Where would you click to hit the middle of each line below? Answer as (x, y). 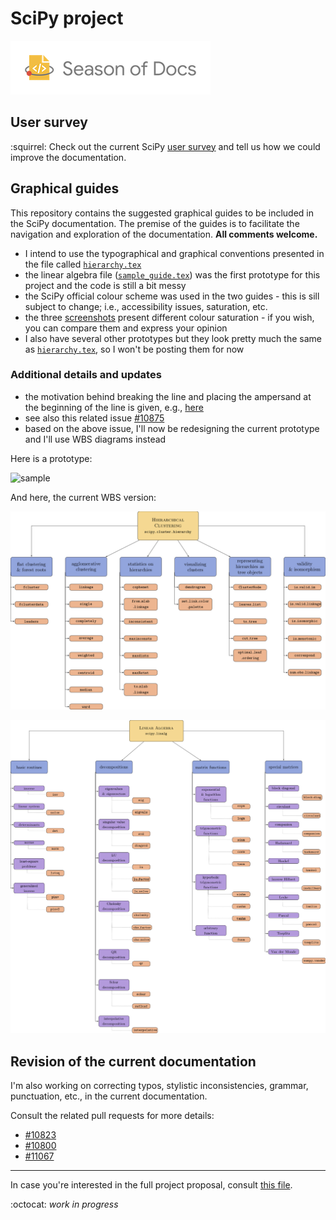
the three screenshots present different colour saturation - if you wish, (169, 317)
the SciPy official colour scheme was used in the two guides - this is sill (172, 296)
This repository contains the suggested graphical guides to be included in (162, 213)
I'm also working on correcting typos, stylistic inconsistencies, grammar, (159, 1086)
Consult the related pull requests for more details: (112, 1116)
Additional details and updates (86, 375)
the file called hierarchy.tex (83, 264)
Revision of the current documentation (133, 1061)
